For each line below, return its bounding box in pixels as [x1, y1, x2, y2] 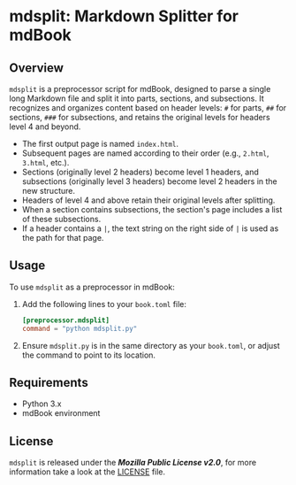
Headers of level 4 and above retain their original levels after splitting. [21, 195, 276, 205]
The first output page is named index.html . [21, 139, 179, 149]
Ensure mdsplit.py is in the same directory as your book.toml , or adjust [21, 340, 280, 350]
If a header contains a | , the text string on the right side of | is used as [21, 223, 279, 234]
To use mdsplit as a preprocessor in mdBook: [9, 281, 175, 292]
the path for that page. [21, 233, 104, 242]
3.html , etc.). [21, 158, 70, 167]
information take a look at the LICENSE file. [9, 466, 166, 477]
